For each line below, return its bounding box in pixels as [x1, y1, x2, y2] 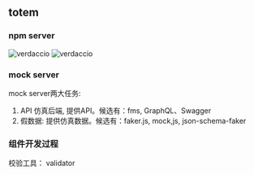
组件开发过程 [8, 138, 59, 149]
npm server [8, 30, 55, 42]
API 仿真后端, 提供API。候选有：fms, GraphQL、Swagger [19, 105, 212, 116]
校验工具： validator [8, 158, 75, 168]
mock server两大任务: [8, 88, 81, 98]
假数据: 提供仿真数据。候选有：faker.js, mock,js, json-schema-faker [19, 116, 247, 125]
